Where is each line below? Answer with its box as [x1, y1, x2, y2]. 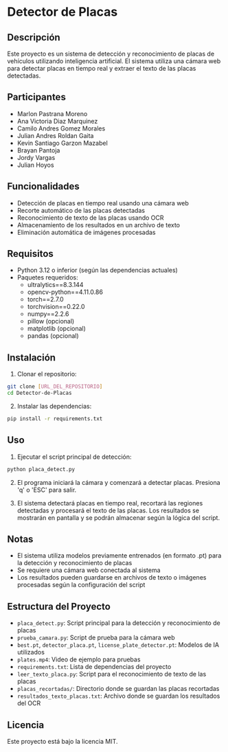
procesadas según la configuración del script [16, 581, 146, 589]
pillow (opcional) [27, 317, 75, 326]
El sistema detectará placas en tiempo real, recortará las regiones [16, 499, 203, 507]
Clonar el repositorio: [16, 370, 77, 378]
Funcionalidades [7, 181, 80, 192]
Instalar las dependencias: [16, 402, 92, 410]
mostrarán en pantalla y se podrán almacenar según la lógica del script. [16, 513, 220, 522]
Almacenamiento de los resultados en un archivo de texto [16, 220, 181, 229]
